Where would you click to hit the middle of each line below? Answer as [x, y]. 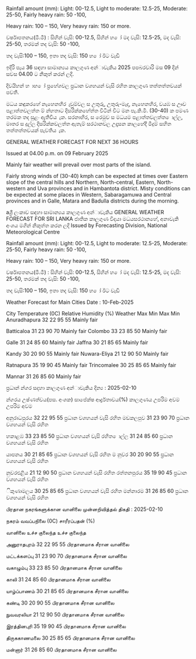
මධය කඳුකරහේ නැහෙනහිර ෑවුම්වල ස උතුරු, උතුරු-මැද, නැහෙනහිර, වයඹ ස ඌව [96, 104]
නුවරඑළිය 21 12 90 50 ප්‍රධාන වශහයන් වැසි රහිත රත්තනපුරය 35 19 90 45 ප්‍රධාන [97, 473]
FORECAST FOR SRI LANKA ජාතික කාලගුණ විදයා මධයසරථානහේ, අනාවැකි [92, 219]
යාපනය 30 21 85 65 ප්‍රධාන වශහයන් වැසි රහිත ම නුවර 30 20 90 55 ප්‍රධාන [90, 454]
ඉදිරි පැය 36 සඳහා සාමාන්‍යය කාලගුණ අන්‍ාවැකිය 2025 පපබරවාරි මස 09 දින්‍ [92, 67]
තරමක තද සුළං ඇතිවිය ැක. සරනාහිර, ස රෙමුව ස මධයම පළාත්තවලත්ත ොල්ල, [94, 117]
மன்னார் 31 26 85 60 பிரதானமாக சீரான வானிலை [61, 650]
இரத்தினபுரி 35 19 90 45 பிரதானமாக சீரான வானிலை [66, 626]
